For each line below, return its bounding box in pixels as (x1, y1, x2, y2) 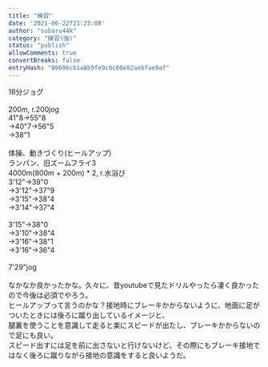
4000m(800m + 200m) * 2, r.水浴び (8, 167, 126, 177)
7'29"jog (8, 262, 38, 272)
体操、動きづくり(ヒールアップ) (8, 147, 112, 157)
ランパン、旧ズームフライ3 (8, 158, 97, 167)
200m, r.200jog (8, 104, 60, 114)
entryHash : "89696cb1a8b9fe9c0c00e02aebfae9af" (8, 64, 170, 72)
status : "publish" (8, 42, 70, 50)
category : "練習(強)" (8, 34, 77, 42)
